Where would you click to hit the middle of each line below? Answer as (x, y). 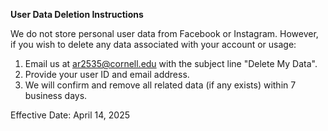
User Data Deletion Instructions (77, 14)
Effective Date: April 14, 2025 (70, 115)
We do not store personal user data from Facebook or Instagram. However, (164, 33)
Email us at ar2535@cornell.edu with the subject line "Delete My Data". (171, 63)
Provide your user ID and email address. (107, 74)
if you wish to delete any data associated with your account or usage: (153, 44)
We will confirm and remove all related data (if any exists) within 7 (160, 85)
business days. (56, 95)
